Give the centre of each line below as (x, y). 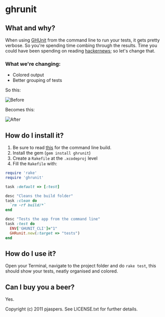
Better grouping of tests (37, 80)
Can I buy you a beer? (40, 287)
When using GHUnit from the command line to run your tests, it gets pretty (82, 40)
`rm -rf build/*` (28, 205)
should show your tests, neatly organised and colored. (62, 271)
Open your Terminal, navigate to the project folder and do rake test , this (81, 266)
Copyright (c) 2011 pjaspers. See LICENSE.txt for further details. (71, 309)
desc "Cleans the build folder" (39, 196)
